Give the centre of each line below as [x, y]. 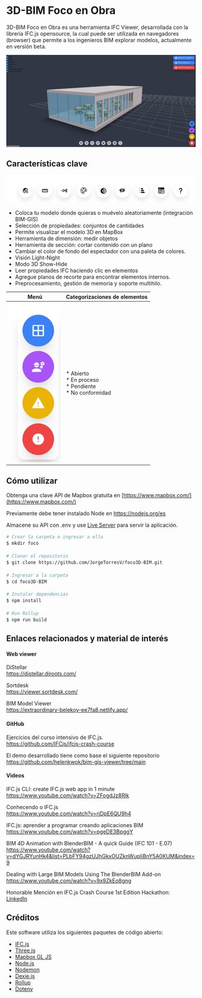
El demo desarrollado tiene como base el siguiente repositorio [83, 755]
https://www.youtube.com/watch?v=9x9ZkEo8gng [69, 880]
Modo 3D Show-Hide [41, 264]
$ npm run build [26, 620]
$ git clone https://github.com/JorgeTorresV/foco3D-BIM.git [84, 562]
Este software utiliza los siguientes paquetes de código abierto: [85, 932]
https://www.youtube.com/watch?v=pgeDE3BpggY [70, 831]
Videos [15, 775]
